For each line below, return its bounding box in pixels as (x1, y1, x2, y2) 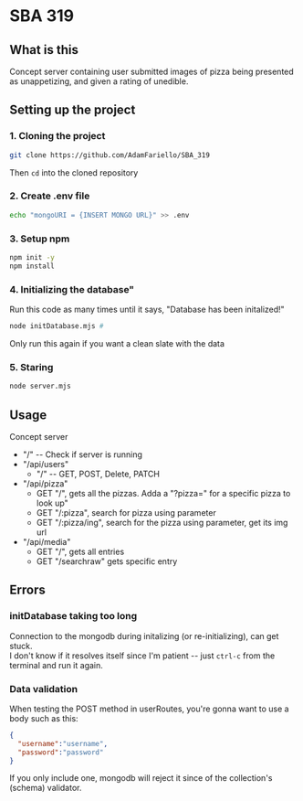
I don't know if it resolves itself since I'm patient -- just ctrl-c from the (9, 650, 276, 661)
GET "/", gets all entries (36, 546, 125, 557)
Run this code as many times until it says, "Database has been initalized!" (9, 304, 285, 315)
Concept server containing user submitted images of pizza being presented (9, 66, 294, 77)
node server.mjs (9, 381, 71, 391)
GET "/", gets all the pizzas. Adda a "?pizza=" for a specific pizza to (36, 487, 291, 498)
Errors (9, 582, 46, 598)
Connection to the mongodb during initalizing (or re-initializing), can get (9, 630, 279, 641)
